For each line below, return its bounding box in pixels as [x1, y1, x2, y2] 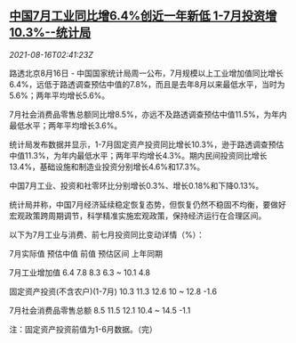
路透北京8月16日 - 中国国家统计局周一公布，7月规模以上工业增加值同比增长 [9, 68, 284, 78]
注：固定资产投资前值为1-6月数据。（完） [9, 323, 157, 334]
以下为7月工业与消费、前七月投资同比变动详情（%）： [9, 229, 204, 240]
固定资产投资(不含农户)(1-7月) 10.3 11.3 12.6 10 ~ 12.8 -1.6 [9, 286, 218, 297]
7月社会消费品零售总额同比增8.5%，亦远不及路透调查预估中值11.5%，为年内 [9, 109, 287, 119]
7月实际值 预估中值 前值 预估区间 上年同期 [9, 248, 163, 258]
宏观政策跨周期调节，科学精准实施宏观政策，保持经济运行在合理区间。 [9, 210, 267, 221]
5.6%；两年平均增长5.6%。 [9, 90, 110, 101]
